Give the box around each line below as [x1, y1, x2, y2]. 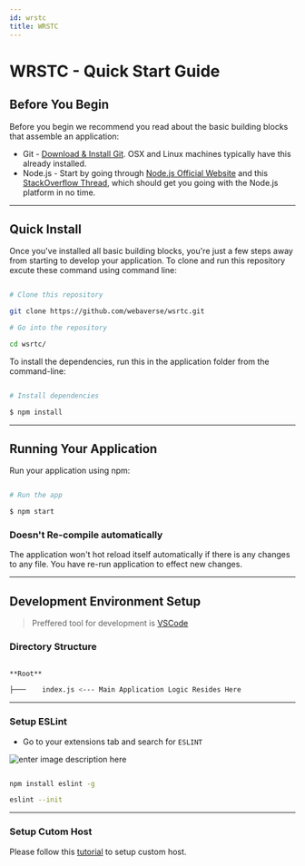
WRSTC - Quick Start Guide [9, 61, 221, 82]
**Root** [9, 669, 43, 678]
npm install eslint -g [9, 779, 95, 788]
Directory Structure [9, 641, 97, 654]
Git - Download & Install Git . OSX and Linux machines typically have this [22, 148, 292, 159]
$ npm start [9, 507, 54, 517]
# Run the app [9, 491, 64, 500]
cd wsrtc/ [9, 340, 47, 349]
